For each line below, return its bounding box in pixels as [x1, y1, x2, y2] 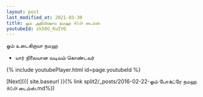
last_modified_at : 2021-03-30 [6, 14, 83, 20]
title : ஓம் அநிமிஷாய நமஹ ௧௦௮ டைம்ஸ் [6, 20, 101, 26]
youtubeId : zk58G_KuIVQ [6, 25, 67, 32]
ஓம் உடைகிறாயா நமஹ [6, 42, 58, 49]
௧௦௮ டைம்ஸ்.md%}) [6, 85, 55, 92]
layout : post [6, 8, 39, 15]
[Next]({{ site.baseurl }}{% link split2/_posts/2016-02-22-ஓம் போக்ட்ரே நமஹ [6, 78, 197, 85]
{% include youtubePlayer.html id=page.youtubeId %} [6, 66, 141, 74]
